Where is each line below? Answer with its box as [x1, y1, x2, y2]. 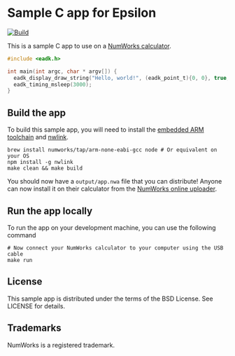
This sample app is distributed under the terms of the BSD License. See [7, 294, 213, 303]
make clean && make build [7, 165, 83, 172]
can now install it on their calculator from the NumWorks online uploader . [7, 184, 218, 193]
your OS [7, 153, 30, 160]
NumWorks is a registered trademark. [7, 341, 115, 349]
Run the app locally [7, 205, 93, 217]
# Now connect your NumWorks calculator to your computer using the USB [7, 244, 224, 252]
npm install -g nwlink [7, 159, 73, 166]
